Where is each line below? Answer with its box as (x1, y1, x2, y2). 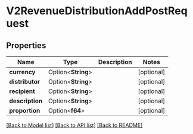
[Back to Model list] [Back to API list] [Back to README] (6, 122, 143, 129)
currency (9, 68, 36, 76)
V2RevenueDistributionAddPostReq (6, 4, 188, 18)
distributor (9, 78, 41, 85)
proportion (9, 107, 41, 114)
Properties (6, 40, 46, 50)
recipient (9, 87, 36, 95)
